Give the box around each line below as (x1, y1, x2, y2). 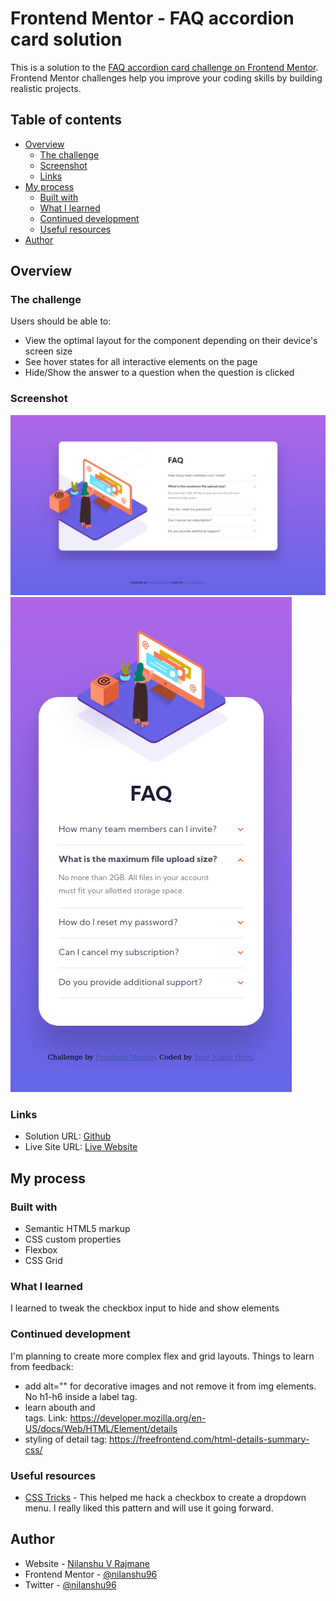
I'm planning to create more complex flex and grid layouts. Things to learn (10, 1350, 315, 1362)
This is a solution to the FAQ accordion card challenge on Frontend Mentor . (10, 61, 319, 73)
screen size (24, 345, 73, 357)
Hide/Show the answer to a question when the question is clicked (24, 367, 295, 379)
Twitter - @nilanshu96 (24, 1578, 117, 1591)
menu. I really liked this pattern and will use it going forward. (24, 1502, 274, 1514)
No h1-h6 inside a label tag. (24, 1390, 138, 1402)
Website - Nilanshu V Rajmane (24, 1557, 151, 1569)
